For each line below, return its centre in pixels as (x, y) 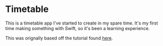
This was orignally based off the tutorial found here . (59, 38)
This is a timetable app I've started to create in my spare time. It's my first (82, 23)
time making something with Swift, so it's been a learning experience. (77, 28)
